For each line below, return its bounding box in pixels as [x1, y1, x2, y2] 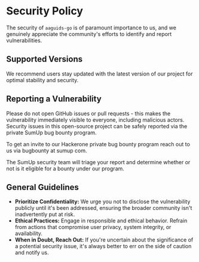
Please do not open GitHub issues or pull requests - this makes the [6, 110, 171, 117]
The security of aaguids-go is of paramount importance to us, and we [6, 24, 176, 31]
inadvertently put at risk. [14, 211, 75, 218]
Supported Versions [6, 54, 82, 64]
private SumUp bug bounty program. [6, 129, 97, 136]
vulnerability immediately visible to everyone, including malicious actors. [6, 116, 185, 124]
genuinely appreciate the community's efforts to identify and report [6, 30, 172, 37]
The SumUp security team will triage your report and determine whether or [6, 158, 191, 165]
